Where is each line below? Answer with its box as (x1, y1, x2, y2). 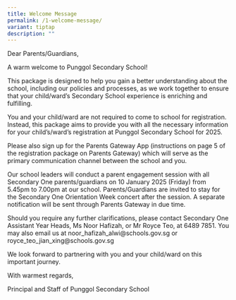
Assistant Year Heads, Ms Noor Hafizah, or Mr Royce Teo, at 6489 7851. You (7, 222, 230, 230)
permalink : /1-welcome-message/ (7, 17, 102, 24)
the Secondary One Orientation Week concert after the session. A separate (7, 193, 225, 201)
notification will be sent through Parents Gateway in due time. (7, 200, 186, 209)
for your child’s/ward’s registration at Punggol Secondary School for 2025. (7, 128, 223, 136)
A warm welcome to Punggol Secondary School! (7, 63, 148, 71)
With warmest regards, (7, 271, 74, 280)
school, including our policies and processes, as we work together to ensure (7, 84, 229, 92)
